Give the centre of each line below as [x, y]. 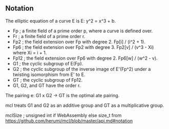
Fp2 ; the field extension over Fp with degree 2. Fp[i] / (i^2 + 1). [79, 42]
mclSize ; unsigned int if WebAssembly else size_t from [64, 115]
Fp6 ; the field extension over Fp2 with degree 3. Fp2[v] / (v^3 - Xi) [83, 47]
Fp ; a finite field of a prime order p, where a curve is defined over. [83, 31]
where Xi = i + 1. [30, 52]
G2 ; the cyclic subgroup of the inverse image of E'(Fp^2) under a [82, 69]
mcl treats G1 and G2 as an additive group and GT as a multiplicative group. [85, 105]
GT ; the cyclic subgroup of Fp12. [48, 80]
